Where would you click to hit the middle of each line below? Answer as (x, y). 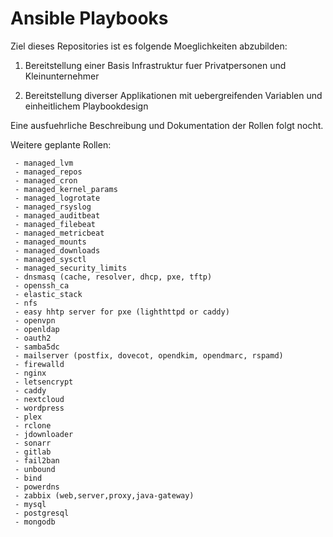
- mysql (30, 504)
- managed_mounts (50, 242)
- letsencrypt (44, 382)
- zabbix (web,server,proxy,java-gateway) (104, 495)
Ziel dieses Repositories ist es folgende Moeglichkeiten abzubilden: (149, 46)
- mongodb (35, 522)
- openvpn (35, 320)
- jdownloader (44, 434)
